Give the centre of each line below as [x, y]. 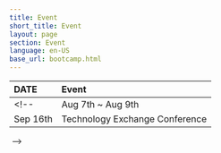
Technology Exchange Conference [134, 119]
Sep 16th [34, 119]
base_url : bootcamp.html [55, 59]
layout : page [34, 34]
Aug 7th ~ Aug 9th [100, 104]
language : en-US [39, 51]
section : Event [38, 42]
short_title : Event [46, 26]
